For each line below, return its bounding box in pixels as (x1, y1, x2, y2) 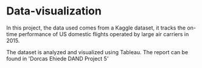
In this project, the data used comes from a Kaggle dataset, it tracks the (6, 24, 186, 31)
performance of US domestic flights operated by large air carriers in (18, 30, 189, 37)
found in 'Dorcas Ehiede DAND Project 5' (6, 55, 109, 62)
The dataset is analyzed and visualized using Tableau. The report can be (6, 48, 189, 55)
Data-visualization (6, 4, 102, 18)
